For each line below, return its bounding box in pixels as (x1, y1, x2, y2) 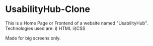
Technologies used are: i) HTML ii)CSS (5, 25, 86, 31)
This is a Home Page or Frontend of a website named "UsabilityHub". (5, 20, 148, 26)
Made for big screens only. (5, 35, 61, 41)
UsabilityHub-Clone (5, 3, 91, 15)
